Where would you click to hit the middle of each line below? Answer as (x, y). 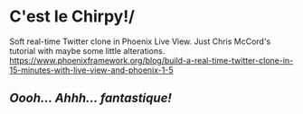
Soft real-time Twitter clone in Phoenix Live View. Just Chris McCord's (140, 41)
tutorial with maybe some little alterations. (87, 50)
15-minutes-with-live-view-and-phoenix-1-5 (91, 70)
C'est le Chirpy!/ (72, 17)
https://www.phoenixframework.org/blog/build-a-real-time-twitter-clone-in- (151, 60)
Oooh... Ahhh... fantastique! (90, 98)
